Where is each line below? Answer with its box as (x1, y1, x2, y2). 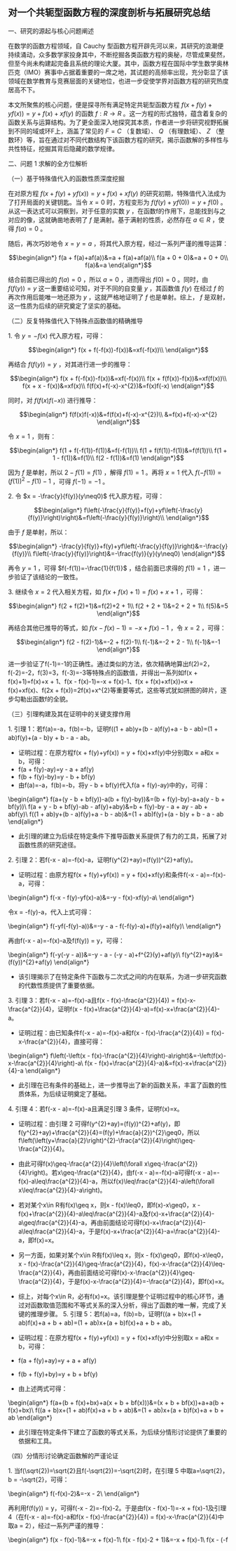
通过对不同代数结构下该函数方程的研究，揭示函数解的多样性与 (50, 136, 229, 144)
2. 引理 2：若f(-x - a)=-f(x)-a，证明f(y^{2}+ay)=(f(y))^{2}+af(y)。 (8, 856, 197, 864)
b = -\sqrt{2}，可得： (8, 1475, 69, 1484)
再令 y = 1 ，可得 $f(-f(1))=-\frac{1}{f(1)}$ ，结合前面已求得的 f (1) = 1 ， (8, 564, 214, 573)
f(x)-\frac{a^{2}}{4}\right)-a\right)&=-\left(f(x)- (91, 1051, 227, 1060)
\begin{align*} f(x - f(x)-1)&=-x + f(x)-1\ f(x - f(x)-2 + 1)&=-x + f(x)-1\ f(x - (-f (8, 1536, 228, 1544)
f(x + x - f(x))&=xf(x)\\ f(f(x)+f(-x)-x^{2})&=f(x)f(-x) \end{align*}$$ (22, 382, 214, 390)
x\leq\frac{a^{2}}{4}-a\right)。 (18, 1186, 106, 1195)
